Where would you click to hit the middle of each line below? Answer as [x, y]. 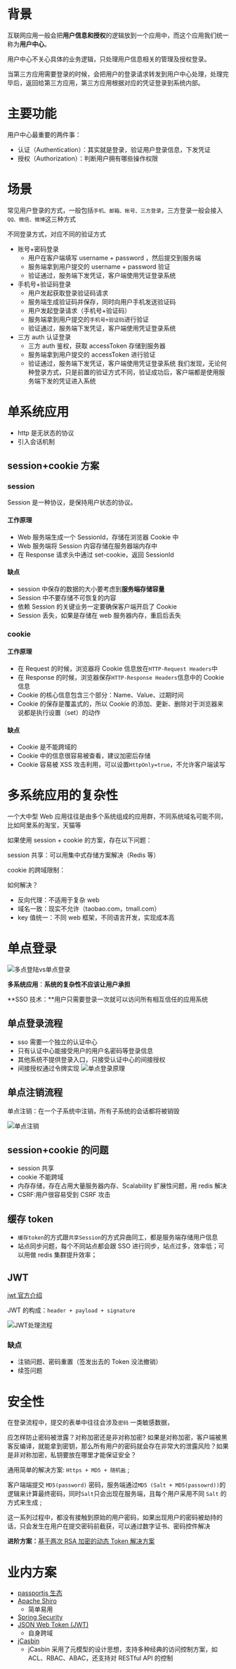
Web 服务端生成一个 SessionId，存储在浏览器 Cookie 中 [98, 537]
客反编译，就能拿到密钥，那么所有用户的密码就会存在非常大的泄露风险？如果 [118, 1446]
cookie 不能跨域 [40, 1177]
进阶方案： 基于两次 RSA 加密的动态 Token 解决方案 [81, 1541]
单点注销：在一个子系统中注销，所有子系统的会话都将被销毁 [93, 1111]
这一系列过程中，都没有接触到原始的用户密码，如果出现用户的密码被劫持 [112, 1518]
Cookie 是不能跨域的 [47, 747]
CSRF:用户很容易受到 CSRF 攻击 [64, 1195]
